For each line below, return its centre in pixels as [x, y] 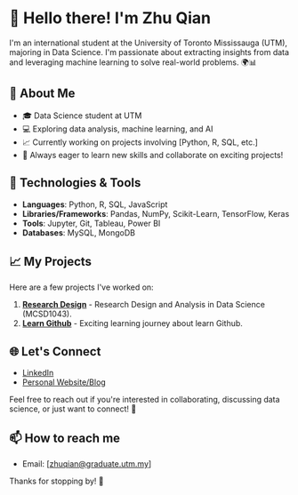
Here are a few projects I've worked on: [81, 287]
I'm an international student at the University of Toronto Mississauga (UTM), [148, 43]
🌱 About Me [42, 94]
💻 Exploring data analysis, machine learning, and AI [117, 129]
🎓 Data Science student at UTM [82, 116]
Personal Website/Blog [64, 382]
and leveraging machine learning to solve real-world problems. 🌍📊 [133, 62]
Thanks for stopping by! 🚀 [56, 481]
